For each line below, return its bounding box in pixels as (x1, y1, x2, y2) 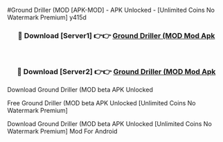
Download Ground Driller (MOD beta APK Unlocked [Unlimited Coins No (7, 119, 213, 127)
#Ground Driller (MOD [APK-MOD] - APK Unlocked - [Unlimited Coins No (7, 6, 215, 14)
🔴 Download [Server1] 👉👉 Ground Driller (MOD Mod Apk (17, 30, 215, 40)
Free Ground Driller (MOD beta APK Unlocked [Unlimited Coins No (7, 98, 196, 107)
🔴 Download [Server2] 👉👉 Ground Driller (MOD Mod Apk (17, 67, 216, 77)
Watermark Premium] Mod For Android (7, 127, 118, 135)
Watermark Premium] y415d (7, 13, 87, 21)
